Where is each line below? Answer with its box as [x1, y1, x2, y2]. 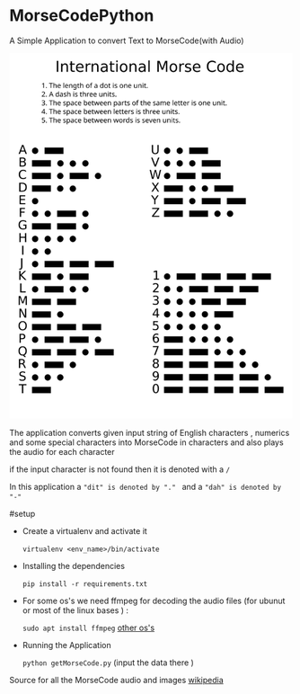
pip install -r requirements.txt [22, 579, 148, 589]
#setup [9, 508, 36, 519]
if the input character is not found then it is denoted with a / [9, 464, 231, 475]
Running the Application [22, 639, 111, 650]
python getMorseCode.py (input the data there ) [22, 657, 195, 668]
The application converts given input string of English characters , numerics [9, 427, 290, 438]
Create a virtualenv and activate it [22, 525, 148, 536]
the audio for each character [9, 446, 115, 457]
